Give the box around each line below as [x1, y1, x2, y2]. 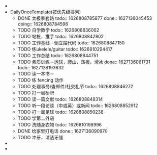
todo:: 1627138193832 [17, 65, 65, 70]
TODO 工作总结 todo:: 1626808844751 [17, 53, 98, 59]
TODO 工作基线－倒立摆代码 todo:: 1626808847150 [17, 40, 125, 46]
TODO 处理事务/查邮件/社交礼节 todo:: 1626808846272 [17, 84, 134, 89]
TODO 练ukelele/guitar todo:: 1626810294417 [17, 46, 113, 52]
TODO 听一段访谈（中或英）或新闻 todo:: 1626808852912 [17, 102, 138, 109]
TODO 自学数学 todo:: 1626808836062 [17, 27, 100, 33]
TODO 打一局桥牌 [17, 90, 54, 96]
